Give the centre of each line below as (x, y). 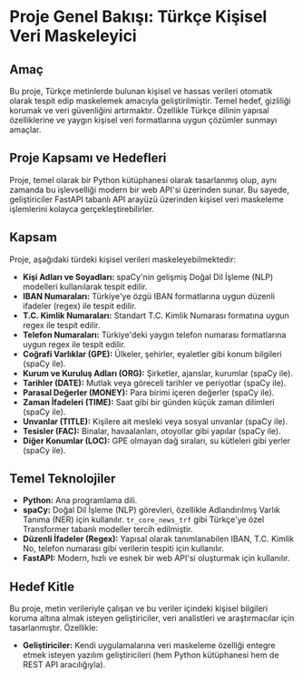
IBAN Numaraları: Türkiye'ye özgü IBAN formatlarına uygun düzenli (148, 296)
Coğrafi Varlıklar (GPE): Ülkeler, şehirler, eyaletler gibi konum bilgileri (152, 354)
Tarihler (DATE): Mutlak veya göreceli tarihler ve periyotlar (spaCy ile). (154, 383)
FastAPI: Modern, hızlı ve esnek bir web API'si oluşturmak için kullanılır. (156, 558)
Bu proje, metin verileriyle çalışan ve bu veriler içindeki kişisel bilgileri (139, 608)
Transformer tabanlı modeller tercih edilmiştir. (108, 529)
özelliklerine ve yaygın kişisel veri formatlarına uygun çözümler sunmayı (143, 120)
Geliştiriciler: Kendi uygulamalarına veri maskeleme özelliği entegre (149, 645)
